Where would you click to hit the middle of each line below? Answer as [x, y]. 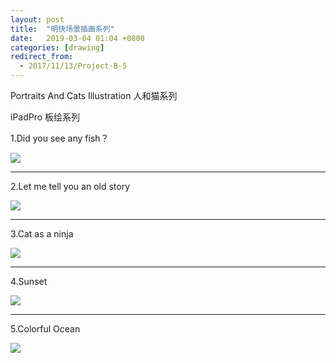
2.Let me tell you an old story [70, 186]
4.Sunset [29, 281]
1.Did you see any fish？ [60, 138]
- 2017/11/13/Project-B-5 [73, 66]
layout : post [37, 19]
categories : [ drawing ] [57, 47]
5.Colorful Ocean [45, 329]
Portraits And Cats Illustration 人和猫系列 [94, 95]
